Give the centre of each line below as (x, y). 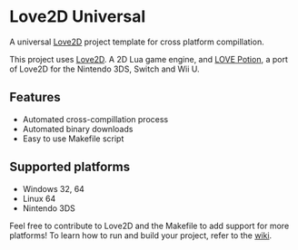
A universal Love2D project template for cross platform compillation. (137, 42)
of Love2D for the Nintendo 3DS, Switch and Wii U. (104, 69)
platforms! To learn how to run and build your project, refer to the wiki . (141, 235)
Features (35, 97)
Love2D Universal (78, 17)
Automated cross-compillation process (95, 119)
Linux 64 (39, 198)
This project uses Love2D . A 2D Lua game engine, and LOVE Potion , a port (149, 59)
